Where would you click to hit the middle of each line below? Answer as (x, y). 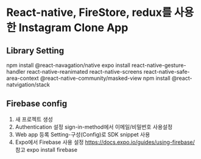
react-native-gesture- (159, 65)
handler (16, 72)
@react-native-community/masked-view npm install (105, 78)
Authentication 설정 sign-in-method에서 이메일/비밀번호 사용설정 (94, 127)
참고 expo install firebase (46, 149)
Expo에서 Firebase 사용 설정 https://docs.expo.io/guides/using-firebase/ (105, 142)
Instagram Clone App (73, 28)
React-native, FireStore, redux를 (89, 12)
